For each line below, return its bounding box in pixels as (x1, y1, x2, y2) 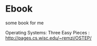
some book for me (5, 20, 44, 26)
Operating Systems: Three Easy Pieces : (5, 29, 90, 35)
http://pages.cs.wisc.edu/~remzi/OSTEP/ (5, 35, 92, 41)
